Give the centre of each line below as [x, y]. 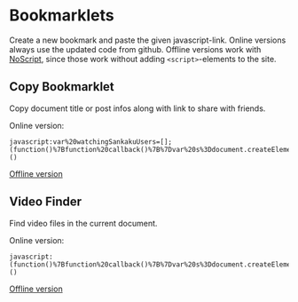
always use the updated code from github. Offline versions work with [135, 49]
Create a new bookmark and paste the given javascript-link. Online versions [148, 40]
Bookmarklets [62, 16]
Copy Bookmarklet [62, 87]
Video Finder [46, 202]
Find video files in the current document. [83, 223]
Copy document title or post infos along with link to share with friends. [137, 108]
